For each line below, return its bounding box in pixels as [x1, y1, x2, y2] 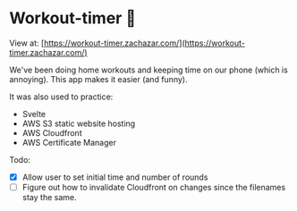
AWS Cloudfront [21, 127, 82, 138]
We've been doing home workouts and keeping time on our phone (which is [9, 64, 288, 75]
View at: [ [9, 38, 45, 48]
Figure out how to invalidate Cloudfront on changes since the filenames [21, 182, 286, 192]
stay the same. [21, 192, 77, 203]
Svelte [21, 108, 47, 119]
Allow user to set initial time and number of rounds [21, 172, 208, 182]
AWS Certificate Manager [21, 137, 116, 148]
